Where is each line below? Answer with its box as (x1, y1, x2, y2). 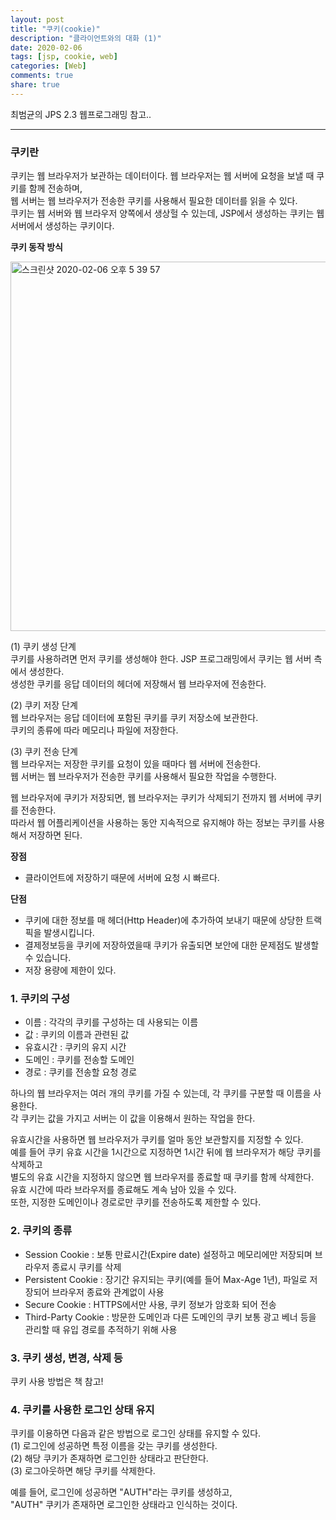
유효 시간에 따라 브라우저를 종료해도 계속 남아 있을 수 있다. (10, 1184, 237, 1196)
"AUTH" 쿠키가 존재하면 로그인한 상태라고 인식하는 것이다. (10, 1499, 238, 1511)
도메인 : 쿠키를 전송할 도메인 (24, 1054, 135, 1066)
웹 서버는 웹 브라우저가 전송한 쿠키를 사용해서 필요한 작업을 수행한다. (10, 771, 277, 783)
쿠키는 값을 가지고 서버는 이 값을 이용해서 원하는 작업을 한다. (20, 1112, 256, 1125)
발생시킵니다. (43, 927, 95, 939)
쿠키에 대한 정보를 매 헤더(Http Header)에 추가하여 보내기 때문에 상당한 (24, 914, 304, 926)
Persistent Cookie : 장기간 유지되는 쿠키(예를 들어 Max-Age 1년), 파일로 (24, 1273, 308, 1285)
